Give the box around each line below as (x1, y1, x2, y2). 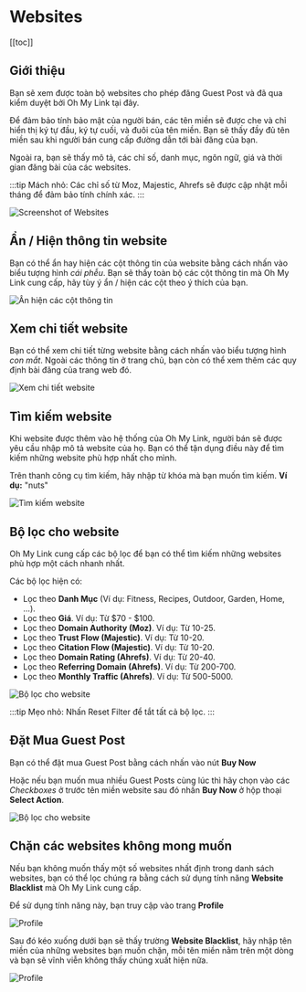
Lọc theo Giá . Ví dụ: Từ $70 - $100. (22, 613, 155, 623)
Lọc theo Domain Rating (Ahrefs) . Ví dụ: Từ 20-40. (22, 651, 216, 662)
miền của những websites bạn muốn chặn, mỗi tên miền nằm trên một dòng (9, 945, 294, 955)
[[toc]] (9, 37, 34, 47)
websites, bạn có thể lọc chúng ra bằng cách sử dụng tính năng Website (9, 872, 284, 883)
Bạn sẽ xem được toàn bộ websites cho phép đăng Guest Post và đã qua (9, 87, 283, 98)
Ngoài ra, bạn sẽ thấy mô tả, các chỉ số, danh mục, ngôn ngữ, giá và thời (9, 152, 283, 163)
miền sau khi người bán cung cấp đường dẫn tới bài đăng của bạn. (9, 134, 259, 145)
